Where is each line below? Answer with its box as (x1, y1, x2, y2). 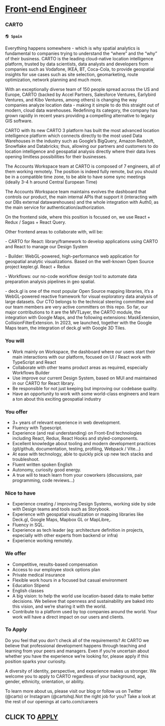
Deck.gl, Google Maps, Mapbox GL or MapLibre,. (12, 517, 112, 523)
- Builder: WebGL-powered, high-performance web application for (5, 253, 139, 259)
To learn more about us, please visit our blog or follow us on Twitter (5, 688, 142, 694)
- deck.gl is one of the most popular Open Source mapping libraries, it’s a (5, 288, 154, 294)
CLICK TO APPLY (5, 713, 58, 722)
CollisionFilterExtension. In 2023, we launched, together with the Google (5, 320, 152, 326)
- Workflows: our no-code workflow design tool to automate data (5, 273, 137, 279)
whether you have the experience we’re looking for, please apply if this (5, 653, 149, 659)
